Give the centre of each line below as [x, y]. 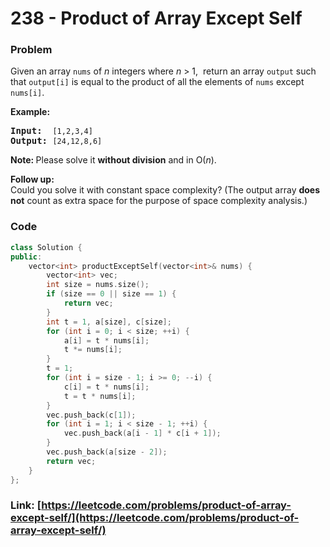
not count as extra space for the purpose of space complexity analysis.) [159, 201]
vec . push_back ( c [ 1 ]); [91, 415]
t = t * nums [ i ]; [100, 396]
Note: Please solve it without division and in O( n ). [113, 160]
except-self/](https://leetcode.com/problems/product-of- [155, 518]
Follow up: [32, 179]
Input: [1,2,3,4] [51, 131]
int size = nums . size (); [98, 285]
